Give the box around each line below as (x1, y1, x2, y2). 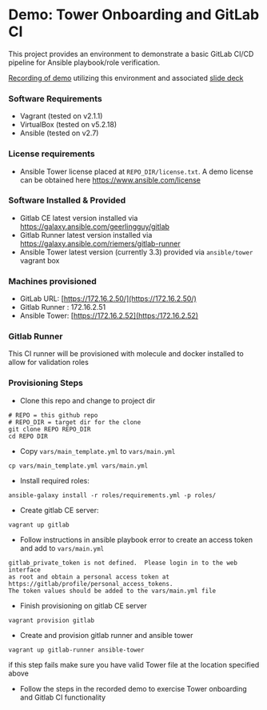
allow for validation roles (8, 358, 90, 367)
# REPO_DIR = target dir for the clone (8, 418, 141, 426)
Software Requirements (8, 93, 102, 104)
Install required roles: (19, 475, 90, 485)
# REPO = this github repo (8, 411, 98, 419)
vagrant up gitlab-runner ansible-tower (8, 646, 145, 654)
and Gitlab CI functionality (19, 692, 106, 702)
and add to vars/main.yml (19, 543, 105, 553)
